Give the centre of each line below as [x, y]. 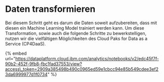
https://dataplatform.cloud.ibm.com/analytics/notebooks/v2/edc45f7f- [87, 58]
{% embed [16, 53]
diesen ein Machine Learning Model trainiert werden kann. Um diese [75, 28]
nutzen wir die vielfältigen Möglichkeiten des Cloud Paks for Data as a [76, 39]
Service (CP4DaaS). [25, 43]
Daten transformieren [50, 9]
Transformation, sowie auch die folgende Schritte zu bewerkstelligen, [76, 33]
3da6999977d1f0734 [26, 74]
